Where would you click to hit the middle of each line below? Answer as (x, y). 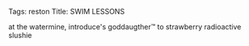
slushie (20, 35)
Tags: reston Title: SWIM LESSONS (67, 11)
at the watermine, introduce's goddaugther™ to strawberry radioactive (125, 27)
